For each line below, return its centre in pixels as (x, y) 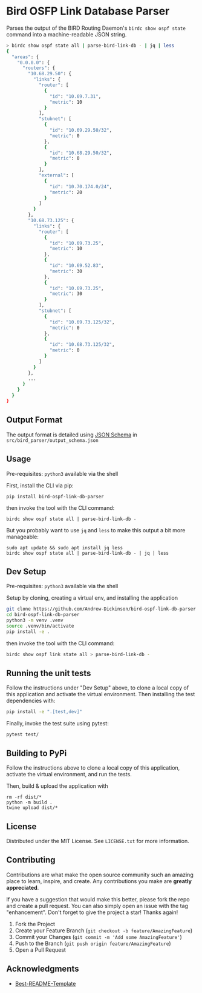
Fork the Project (35, 924)
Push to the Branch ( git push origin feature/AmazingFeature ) (93, 943)
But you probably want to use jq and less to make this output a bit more (96, 530)
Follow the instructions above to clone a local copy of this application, (93, 768)
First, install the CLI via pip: (40, 485)
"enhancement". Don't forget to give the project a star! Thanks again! (92, 912)
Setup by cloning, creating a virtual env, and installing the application (92, 598)
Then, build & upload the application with (57, 786)
